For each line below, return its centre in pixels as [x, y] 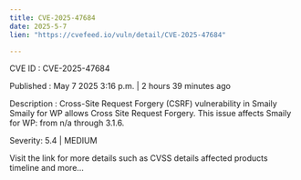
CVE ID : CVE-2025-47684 [60, 68]
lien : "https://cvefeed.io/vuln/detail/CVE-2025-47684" [118, 35]
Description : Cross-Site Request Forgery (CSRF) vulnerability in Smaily [143, 104]
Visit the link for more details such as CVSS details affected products [139, 158]
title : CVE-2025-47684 [52, 18]
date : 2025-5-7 [38, 26]
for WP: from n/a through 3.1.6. [67, 123]
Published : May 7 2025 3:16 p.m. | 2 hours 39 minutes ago [120, 86]
